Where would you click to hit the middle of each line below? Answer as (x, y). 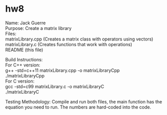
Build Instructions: (24, 59)
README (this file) (24, 50)
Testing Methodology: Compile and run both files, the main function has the (84, 101)
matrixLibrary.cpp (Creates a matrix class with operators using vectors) (79, 39)
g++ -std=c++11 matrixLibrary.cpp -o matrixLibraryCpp (63, 70)
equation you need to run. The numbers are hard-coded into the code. (78, 107)
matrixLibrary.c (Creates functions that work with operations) (69, 44)
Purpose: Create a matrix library (38, 28)
